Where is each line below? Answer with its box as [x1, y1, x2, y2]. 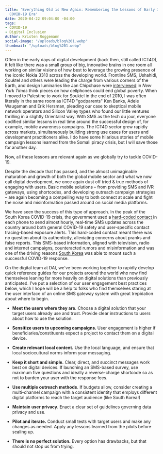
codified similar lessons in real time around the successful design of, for [5, 119, 149, 124]
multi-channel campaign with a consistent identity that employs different [12, 389, 157, 395]
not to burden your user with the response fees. [12, 375, 108, 381]
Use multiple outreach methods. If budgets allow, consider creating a [12, 384, 152, 390]
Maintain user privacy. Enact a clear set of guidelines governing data [12, 404, 151, 410]
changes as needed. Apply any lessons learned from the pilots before [12, 423, 151, 429]
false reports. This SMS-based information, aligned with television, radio [5, 240, 149, 245]
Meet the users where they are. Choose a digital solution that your [12, 305, 147, 311]
